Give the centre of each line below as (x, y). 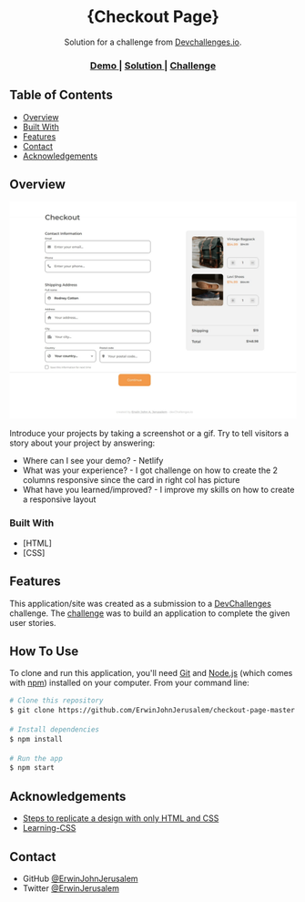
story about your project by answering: (82, 443)
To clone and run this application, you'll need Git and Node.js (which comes (151, 673)
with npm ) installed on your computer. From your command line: (130, 683)
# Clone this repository (56, 701)
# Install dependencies (55, 729)
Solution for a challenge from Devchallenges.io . (153, 42)
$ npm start (32, 768)
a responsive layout (59, 499)
